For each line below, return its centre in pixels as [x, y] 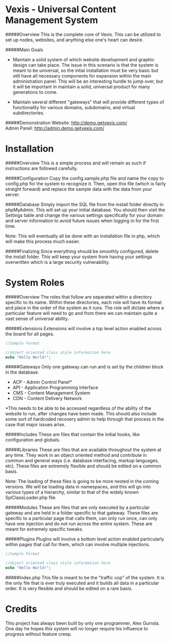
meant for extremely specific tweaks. [44, 529]
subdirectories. [29, 113]
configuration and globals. [33, 440]
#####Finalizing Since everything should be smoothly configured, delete [82, 251]
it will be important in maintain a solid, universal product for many [81, 87]
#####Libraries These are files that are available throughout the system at [83, 450]
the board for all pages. [30, 334]
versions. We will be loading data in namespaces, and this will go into [78, 487]
